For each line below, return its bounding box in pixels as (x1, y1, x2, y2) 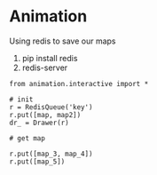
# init (9, 95, 34, 104)
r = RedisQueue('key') (9, 102, 93, 112)
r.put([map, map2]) (9, 110, 82, 119)
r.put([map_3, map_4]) (9, 149, 93, 158)
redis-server (21, 62, 68, 73)
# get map (9, 133, 46, 143)
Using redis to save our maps (9, 36, 116, 46)
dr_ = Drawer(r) (9, 118, 69, 127)
